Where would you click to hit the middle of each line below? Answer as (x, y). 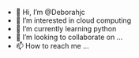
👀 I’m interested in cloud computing (73, 20)
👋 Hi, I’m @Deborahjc (50, 12)
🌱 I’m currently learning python (66, 29)
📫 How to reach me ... (52, 46)
